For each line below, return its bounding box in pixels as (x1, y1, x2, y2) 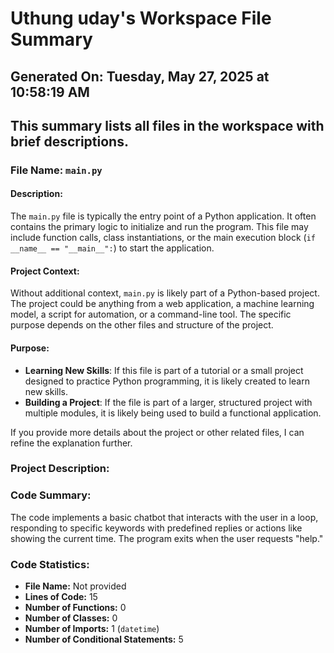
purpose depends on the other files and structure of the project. (10, 319, 274, 331)
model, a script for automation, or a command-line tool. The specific (10, 308, 292, 321)
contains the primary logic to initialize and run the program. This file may (10, 221, 309, 233)
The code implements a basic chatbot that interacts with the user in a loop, (10, 511, 319, 523)
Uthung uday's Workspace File (10, 7, 272, 30)
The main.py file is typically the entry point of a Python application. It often (10, 210, 317, 222)
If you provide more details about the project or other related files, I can (10, 426, 305, 438)
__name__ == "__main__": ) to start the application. (10, 242, 215, 254)
